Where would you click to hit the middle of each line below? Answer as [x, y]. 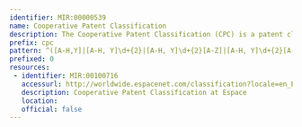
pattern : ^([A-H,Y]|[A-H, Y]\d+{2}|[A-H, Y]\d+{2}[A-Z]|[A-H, [128, 51]
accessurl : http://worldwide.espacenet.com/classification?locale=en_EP [160, 84]
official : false [52, 109]
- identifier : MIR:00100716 [66, 76]
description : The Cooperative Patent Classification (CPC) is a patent [146, 34]
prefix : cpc [31, 42]
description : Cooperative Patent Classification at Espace [134, 92]
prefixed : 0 [31, 59]
